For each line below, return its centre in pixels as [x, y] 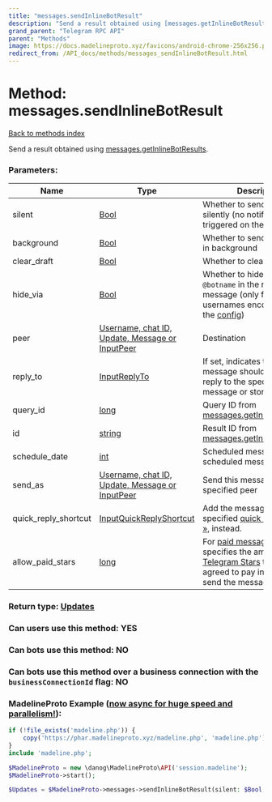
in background [229, 248]
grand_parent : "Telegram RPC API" [67, 31]
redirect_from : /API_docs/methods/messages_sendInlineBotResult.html [128, 53]
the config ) [223, 315]
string [110, 433]
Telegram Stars [231, 562]
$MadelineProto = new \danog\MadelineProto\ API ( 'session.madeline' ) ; [128, 768]
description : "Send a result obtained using [85, 23]
